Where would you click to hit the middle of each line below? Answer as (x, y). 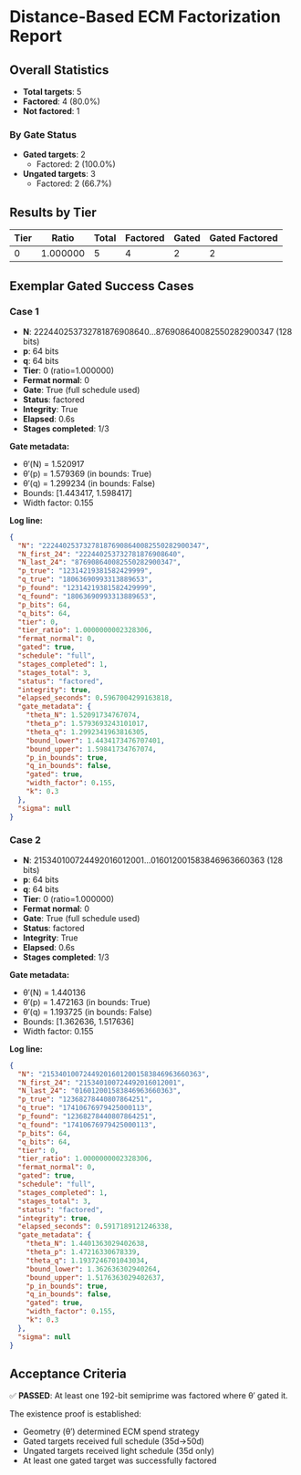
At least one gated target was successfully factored (119, 1460)
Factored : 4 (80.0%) (61, 101)
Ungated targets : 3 (59, 174)
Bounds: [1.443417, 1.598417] (77, 493)
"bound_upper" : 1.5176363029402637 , (96, 1278)
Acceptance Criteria (68, 1373)
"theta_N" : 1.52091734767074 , (83, 715)
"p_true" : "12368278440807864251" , (85, 1100)
